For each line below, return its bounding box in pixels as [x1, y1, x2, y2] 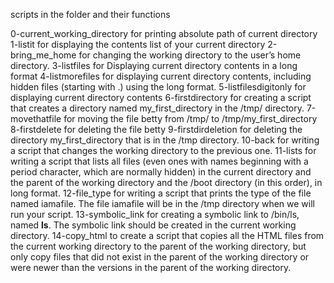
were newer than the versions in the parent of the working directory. [10, 262, 292, 273]
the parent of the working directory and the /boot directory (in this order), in [10, 177, 323, 188]
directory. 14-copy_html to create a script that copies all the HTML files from [10, 230, 325, 241]
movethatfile [10, 113, 62, 124]
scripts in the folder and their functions [10, 9, 171, 20]
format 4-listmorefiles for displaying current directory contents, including [10, 70, 312, 82]
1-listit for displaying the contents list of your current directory [10, 39, 266, 50]
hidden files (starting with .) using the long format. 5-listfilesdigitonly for [10, 81, 307, 93]
